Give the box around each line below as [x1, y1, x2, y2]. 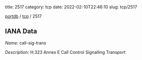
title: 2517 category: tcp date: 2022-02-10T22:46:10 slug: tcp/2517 [5, 4, 138, 10]
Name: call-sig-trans [5, 40, 46, 46]
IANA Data [5, 27, 37, 36]
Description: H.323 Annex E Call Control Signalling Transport [5, 49, 126, 55]
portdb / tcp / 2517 [5, 13, 42, 19]
